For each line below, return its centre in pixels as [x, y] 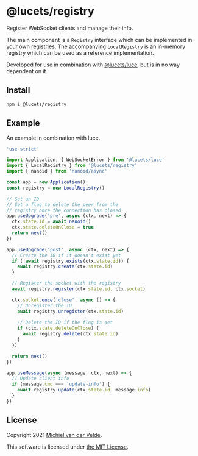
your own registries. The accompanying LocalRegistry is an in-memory [96, 46]
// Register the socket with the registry [66, 283]
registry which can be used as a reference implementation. [80, 52]
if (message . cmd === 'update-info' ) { [61, 384]
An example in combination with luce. [53, 138]
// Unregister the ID [44, 305]
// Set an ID [23, 199]
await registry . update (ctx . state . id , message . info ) [84, 390]
